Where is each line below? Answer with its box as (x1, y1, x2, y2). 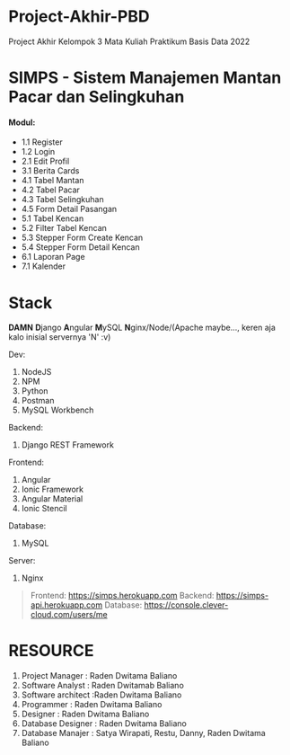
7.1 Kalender (21, 261, 66, 271)
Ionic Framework (21, 484, 84, 495)
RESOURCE (8, 641, 94, 662)
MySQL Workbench (21, 404, 94, 415)
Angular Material (21, 493, 83, 504)
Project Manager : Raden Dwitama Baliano (21, 671, 178, 681)
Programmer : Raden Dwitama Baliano (21, 699, 163, 710)
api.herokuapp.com (30, 600, 103, 610)
